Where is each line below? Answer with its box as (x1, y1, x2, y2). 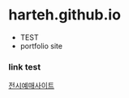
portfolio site (19, 40, 63, 50)
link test (8, 61, 41, 72)
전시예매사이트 (8, 81, 55, 91)
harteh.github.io (8, 6, 122, 24)
